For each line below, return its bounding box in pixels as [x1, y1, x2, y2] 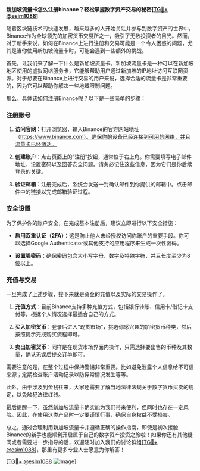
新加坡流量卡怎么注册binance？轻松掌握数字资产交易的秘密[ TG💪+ [6, 6, 168, 13]
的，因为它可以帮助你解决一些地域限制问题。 [6, 82, 116, 89]
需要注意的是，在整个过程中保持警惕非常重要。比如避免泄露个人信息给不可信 [6, 363, 194, 370]
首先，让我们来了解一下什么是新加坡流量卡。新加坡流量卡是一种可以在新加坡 [6, 60, 194, 67]
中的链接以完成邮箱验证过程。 [20, 188, 93, 195]
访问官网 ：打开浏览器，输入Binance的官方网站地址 [14, 126, 139, 133]
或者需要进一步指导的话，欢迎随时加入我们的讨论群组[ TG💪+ [11, 438, 158, 445]
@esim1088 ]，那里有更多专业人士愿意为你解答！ [6, 446, 126, 453]
